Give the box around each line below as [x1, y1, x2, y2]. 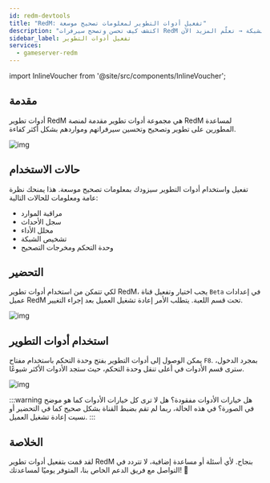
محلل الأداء [20, 225, 54, 235]
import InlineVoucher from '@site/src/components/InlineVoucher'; [9, 71, 227, 80]
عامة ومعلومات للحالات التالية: [9, 193, 99, 202]
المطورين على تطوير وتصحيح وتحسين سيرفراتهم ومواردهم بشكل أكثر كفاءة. [9, 124, 236, 133]
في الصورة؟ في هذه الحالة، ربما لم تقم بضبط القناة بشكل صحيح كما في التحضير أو [9, 404, 255, 413]
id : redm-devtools [9, 11, 71, 20]
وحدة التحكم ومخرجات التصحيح [20, 242, 115, 252]
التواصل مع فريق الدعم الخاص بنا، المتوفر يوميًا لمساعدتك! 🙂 [9, 465, 189, 475]
